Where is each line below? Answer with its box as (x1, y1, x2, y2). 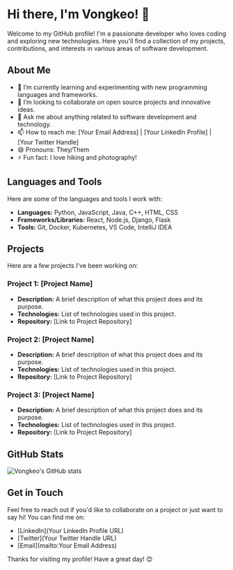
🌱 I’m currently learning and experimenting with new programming (17, 83, 207, 91)
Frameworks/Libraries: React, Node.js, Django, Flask (17, 216, 171, 224)
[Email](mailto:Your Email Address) (17, 541, 117, 550)
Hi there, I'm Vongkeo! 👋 (7, 6, 150, 22)
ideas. (17, 105, 35, 114)
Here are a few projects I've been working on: (7, 262, 138, 270)
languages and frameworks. (17, 90, 98, 98)
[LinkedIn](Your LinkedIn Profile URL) (17, 526, 124, 534)
